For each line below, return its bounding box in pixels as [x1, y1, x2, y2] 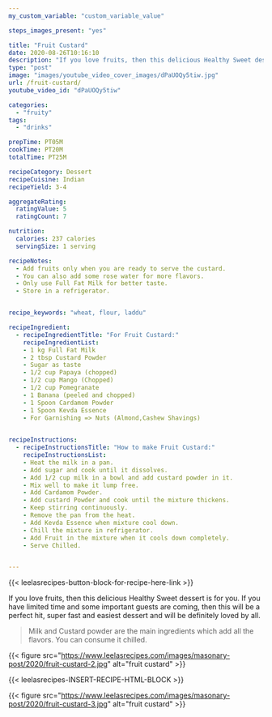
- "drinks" [15, 123, 53, 132]
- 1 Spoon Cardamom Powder [23, 399, 114, 407]
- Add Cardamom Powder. [23, 489, 104, 497]
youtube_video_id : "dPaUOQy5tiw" [8, 86, 121, 94]
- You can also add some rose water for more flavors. [15, 272, 205, 280]
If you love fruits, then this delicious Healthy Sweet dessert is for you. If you [8, 593, 261, 604]
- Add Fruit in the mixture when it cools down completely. [23, 534, 230, 542]
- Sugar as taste [23, 361, 82, 369]
